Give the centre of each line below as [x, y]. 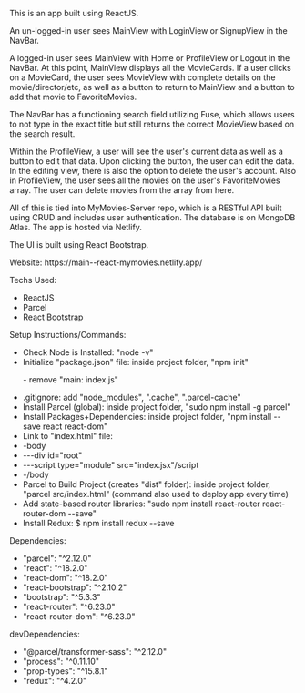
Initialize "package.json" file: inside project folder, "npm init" [135, 362]
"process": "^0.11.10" [61, 661]
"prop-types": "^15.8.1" [65, 671]
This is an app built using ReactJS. [74, 13]
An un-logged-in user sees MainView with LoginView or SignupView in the [149, 31]
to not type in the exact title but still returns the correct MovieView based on [152, 124]
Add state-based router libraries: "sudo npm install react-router [142, 504]
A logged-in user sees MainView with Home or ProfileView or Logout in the [150, 58]
